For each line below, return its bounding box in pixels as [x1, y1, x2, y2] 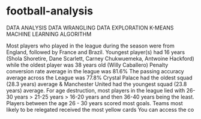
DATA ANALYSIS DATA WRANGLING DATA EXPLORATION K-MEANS [6, 24, 174, 31]
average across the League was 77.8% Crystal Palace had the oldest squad [6, 74, 193, 81]
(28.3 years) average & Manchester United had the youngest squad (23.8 [6, 80, 187, 88]
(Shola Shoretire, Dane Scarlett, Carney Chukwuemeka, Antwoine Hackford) [6, 55, 195, 62]
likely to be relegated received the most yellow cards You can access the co [6, 106, 194, 113]
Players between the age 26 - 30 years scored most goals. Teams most [6, 99, 183, 106]
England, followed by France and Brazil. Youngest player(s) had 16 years [6, 48, 185, 55]
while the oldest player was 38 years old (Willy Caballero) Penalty [6, 61, 169, 69]
